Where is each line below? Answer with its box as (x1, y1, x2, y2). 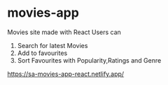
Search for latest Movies (17, 41, 88, 49)
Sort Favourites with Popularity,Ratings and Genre (17, 56, 162, 64)
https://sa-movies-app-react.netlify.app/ (7, 70, 125, 78)
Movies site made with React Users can (7, 28, 121, 36)
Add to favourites (17, 49, 68, 57)
